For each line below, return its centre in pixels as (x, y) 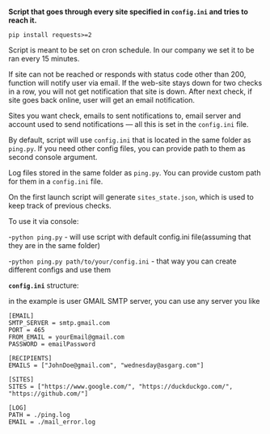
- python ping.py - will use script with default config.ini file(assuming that (130, 237)
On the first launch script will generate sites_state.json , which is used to (131, 197)
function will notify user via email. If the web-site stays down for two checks (135, 83)
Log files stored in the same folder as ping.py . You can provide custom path (135, 173)
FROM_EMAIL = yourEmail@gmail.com (67, 337)
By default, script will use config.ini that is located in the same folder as (130, 140)
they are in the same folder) (55, 245)
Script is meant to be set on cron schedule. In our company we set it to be (131, 50)
